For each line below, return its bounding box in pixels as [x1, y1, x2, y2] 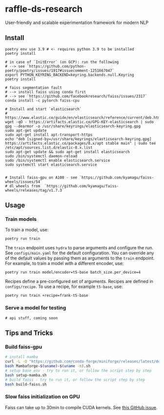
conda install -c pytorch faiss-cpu [5, 98, 80, 103]
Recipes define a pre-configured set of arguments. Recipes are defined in [5, 279, 154, 284]
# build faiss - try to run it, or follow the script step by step [5, 377, 145, 382]
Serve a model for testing [5, 305, 66, 311]
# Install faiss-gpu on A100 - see [5, 175, 78, 180]
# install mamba [5, 354, 38, 360]
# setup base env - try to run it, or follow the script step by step [5, 368, 152, 373]
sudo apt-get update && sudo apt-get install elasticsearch [5, 149, 130, 154]
